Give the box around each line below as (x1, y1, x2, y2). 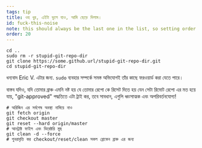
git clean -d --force (6, 131, 61, 137)
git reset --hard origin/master (6, 121, 88, 127)
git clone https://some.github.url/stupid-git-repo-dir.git (6, 58, 161, 64)
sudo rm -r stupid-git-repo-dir (6, 53, 88, 59)
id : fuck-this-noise (6, 20, 59, 26)
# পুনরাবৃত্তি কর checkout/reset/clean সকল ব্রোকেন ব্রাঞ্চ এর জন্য (6, 137, 134, 143)
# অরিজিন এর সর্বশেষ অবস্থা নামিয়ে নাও (6, 105, 73, 111)
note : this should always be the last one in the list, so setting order (6, 25, 197, 32)
